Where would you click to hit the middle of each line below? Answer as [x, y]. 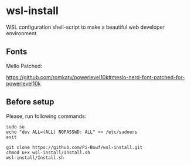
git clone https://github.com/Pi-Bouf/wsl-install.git [74, 147]
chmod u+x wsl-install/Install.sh [48, 153]
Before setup [30, 102]
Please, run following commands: [46, 116]
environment [21, 33]
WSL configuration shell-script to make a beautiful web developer [86, 27]
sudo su [16, 127]
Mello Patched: [24, 66]
